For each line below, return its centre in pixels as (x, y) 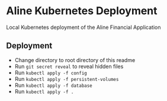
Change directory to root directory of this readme (75, 60)
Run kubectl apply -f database (54, 85)
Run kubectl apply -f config (51, 73)
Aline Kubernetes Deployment (82, 11)
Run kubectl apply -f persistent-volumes (67, 79)
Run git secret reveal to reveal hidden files (69, 66)
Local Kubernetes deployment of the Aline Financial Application (83, 27)
